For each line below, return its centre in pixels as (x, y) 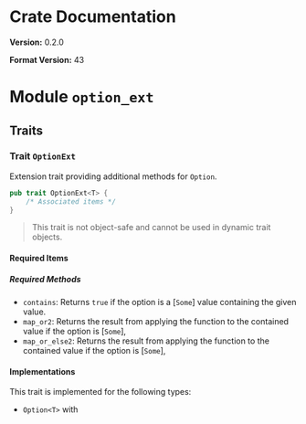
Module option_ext (82, 97)
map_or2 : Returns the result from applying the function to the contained (156, 321)
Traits (26, 130)
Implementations (42, 371)
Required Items (39, 259)
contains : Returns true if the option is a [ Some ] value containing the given (159, 302)
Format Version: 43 (47, 59)
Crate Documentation (93, 17)
